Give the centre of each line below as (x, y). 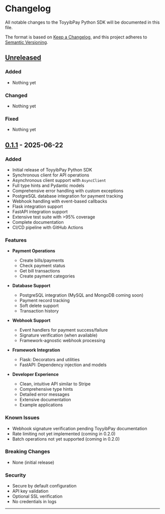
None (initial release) (33, 462)
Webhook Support (31, 320)
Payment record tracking (45, 301)
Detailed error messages (44, 394)
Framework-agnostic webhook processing (62, 341)
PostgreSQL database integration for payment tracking (68, 196)
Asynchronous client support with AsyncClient (59, 180)
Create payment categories (47, 276)
